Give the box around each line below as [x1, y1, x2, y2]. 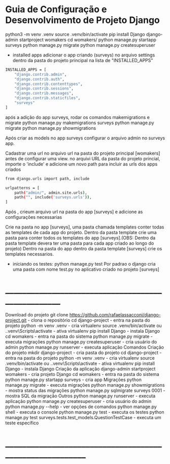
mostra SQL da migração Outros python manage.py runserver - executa [5, 393, 156, 399]
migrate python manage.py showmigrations [5, 125, 96, 131]
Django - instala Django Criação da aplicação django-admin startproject [5, 366, 156, 372]
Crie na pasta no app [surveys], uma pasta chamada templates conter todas [5, 224, 164, 230]
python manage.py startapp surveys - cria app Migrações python [5, 376, 142, 383]
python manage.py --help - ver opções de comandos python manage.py [5, 403, 157, 410]
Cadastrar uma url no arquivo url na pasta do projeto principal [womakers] [5, 150, 160, 156]
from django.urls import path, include [5, 176, 90, 181]
